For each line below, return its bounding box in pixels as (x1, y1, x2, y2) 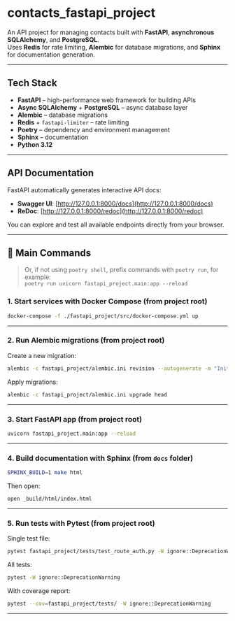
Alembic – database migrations (17, 110, 108, 119)
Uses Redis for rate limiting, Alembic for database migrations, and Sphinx (7, 43, 221, 51)
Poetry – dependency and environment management (17, 125, 170, 134)
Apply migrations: (7, 378, 58, 386)
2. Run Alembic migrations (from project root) (7, 336, 165, 345)
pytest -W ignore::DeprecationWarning (7, 573, 120, 581)
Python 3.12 (17, 140, 53, 148)
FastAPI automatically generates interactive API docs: (7, 185, 162, 194)
